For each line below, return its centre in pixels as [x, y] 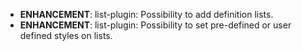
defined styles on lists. [66, 35]
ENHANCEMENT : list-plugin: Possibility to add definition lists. [146, 14]
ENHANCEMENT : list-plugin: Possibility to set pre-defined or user [155, 25]
